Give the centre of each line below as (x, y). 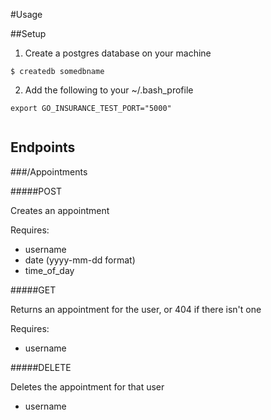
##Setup (28, 33)
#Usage (26, 14)
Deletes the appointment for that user (87, 386)
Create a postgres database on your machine (118, 53)
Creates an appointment (60, 210)
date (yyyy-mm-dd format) (80, 260)
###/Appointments (49, 171)
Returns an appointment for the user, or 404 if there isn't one (136, 309)
